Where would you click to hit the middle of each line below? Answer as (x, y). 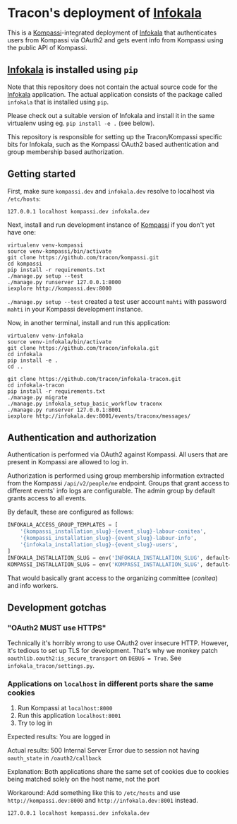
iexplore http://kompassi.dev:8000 (60, 288)
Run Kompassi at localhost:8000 (65, 708)
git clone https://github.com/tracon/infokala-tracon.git (94, 379)
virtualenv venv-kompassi (45, 245)
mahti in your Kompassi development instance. (75, 309)
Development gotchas (57, 607)
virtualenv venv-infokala (45, 336)
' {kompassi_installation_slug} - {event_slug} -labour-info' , (109, 538)
